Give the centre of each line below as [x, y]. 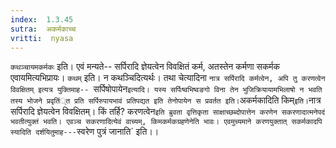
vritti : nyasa [42, 38]
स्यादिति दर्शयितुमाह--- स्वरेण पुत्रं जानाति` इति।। [85, 132]
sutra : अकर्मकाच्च [43, 29]
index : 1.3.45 [42, 19]
